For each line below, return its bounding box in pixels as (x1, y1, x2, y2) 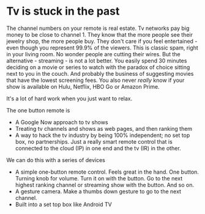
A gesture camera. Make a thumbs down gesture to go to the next (15, 188, 182, 195)
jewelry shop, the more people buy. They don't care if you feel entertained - (6, 37, 198, 45)
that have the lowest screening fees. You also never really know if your (6, 76, 185, 84)
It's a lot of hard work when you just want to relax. (6, 95, 133, 102)
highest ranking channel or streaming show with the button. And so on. (15, 181, 195, 188)
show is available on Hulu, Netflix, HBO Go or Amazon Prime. (6, 83, 160, 90)
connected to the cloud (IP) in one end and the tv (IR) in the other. (15, 144, 182, 152)
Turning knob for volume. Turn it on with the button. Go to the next (15, 174, 183, 182)
